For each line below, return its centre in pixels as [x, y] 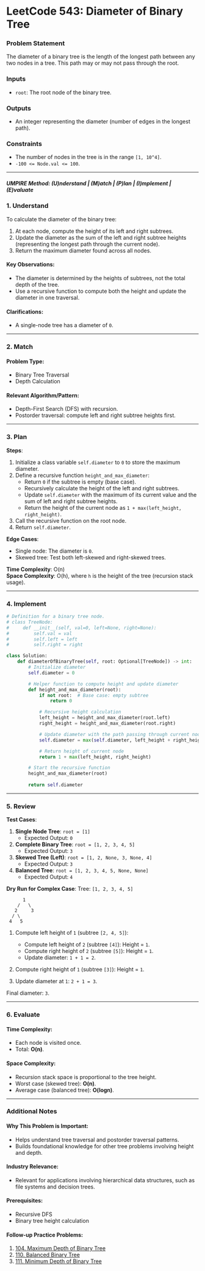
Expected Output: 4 [49, 877]
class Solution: [27, 656]
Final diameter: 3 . [28, 993]
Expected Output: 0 [49, 838]
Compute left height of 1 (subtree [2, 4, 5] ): [72, 933]
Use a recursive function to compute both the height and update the [101, 291]
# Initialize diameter [57, 668]
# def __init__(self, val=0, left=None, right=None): [81, 628]
